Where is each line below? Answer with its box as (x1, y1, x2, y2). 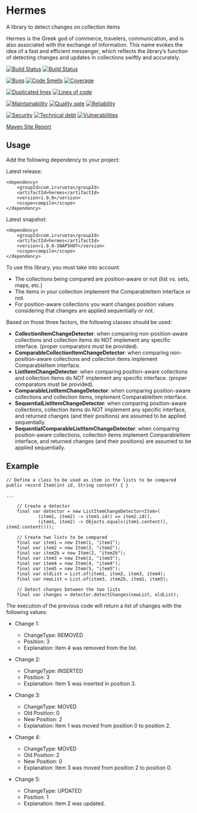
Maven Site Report (6, 123, 52, 130)
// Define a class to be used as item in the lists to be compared (6, 477, 177, 483)
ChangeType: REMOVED (23, 631, 84, 638)
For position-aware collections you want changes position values (14, 300, 174, 307)
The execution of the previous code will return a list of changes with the (6, 602, 182, 609)
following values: (6, 608, 47, 615)
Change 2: (14, 656, 40, 663)
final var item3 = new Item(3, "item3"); (17, 555, 120, 561)
